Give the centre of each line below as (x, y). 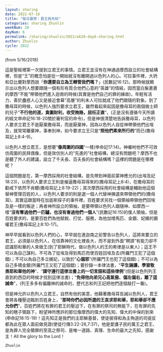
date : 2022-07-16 (23, 14)
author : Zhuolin (21, 41)
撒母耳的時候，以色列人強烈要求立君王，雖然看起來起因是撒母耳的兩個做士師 (81, 106)
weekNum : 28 (17, 28)
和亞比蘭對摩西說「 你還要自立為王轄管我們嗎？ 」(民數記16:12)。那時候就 (77, 82)
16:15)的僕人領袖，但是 (135, 212)
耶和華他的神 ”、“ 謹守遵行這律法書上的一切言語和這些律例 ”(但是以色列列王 (83, 271)
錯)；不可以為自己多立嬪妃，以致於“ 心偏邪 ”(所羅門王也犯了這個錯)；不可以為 (81, 259)
